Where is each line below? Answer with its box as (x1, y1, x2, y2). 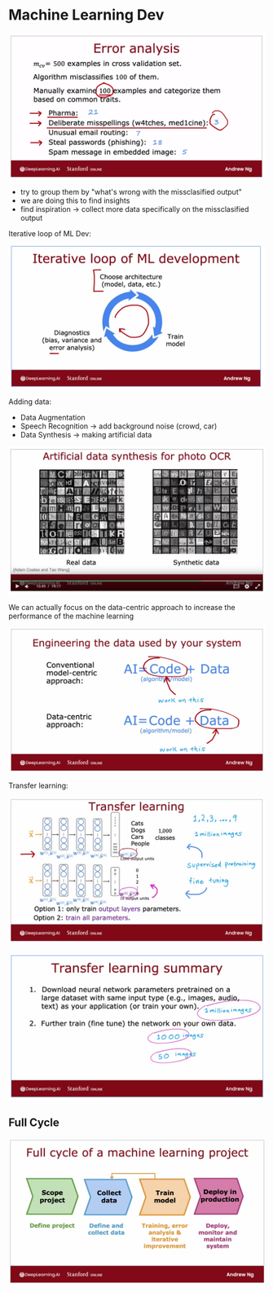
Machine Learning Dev (8, 6, 165, 24)
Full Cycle (8, 1116, 59, 1130)
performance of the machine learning (8, 611, 134, 621)
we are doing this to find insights (20, 196, 130, 205)
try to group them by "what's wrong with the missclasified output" (20, 187, 243, 197)
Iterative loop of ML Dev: (8, 229, 91, 239)
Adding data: (8, 397, 51, 406)
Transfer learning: (8, 780, 68, 791)
